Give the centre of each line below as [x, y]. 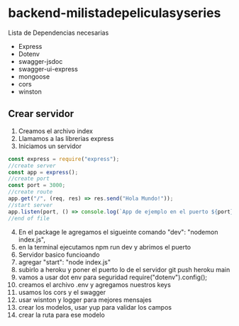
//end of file [29, 218]
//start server [30, 205]
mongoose [34, 77]
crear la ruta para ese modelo [61, 315]
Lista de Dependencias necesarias [59, 33]
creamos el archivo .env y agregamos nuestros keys [94, 284]
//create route [30, 192]
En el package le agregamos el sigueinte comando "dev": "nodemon [118, 232]
